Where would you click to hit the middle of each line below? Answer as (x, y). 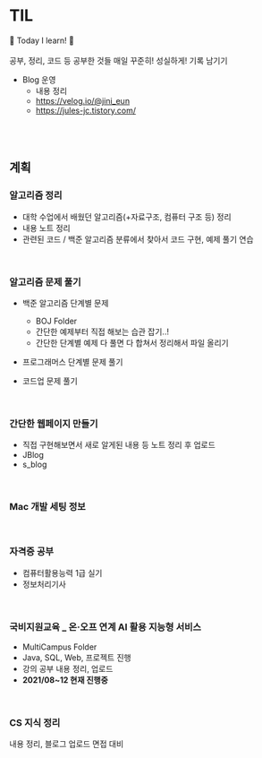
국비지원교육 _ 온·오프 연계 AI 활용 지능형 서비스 (106, 626)
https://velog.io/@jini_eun (83, 100)
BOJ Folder (56, 321)
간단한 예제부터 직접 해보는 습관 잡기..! (102, 332)
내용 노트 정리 (46, 228)
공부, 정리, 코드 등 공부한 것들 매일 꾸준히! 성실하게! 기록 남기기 (118, 60)
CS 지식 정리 (35, 723)
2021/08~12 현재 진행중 (65, 680)
